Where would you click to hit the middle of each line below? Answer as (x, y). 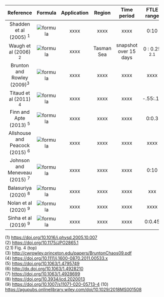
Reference (20, 13)
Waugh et (20, 46)
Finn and (20, 112)
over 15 (127, 51)
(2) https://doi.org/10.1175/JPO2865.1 (42, 243)
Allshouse (20, 133)
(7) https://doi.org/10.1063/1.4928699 (43, 273)
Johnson (20, 160)
